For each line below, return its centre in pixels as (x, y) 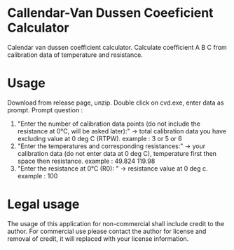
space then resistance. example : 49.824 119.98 (86, 161)
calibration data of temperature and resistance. (75, 55)
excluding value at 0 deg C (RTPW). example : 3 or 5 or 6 (99, 138)
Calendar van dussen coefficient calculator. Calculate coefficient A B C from (117, 47)
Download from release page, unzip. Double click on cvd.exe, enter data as (116, 103)
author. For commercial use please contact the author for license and (107, 231)
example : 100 (37, 176)
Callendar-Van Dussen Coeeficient (110, 13)
